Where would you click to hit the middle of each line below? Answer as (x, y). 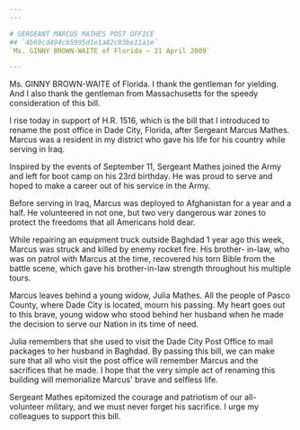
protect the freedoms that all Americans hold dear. (102, 222)
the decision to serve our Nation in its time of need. (104, 324)
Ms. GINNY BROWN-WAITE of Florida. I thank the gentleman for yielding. (144, 84)
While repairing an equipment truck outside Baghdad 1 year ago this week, (147, 240)
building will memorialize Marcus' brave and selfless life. (114, 380)
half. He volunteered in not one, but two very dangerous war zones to (138, 213)
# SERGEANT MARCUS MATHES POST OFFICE (82, 34)
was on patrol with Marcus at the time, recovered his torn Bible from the (142, 259)
